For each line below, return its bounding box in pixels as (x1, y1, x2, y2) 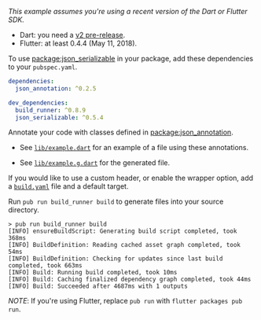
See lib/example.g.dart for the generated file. (19, 158, 171, 167)
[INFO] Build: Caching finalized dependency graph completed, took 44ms (8, 275, 252, 284)
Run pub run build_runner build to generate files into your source (8, 197, 224, 207)
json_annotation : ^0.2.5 (15, 84, 97, 93)
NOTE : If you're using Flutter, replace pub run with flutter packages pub (8, 296, 243, 306)
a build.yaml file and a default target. (8, 182, 129, 191)
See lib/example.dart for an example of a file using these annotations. (19, 143, 249, 153)
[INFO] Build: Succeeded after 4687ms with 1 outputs (8, 282, 189, 290)
